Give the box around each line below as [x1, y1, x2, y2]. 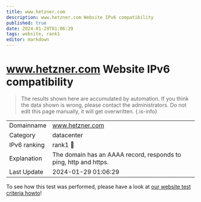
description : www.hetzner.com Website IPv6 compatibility [6, 14, 154, 20]
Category [9, 131, 36, 139]
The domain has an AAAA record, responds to [52, 150, 181, 159]
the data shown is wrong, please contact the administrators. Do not [20, 101, 187, 108]
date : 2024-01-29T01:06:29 [6, 25, 74, 32]
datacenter [52, 131, 83, 139]
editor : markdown [6, 37, 50, 43]
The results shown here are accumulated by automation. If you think [20, 95, 189, 102]
